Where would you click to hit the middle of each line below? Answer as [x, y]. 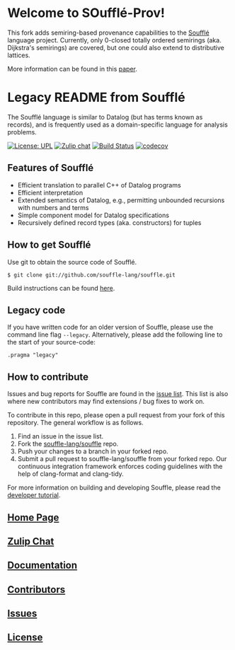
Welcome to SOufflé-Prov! [86, 13]
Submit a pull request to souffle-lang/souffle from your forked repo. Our [122, 459]
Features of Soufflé [51, 168]
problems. [22, 132]
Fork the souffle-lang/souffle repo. [68, 444]
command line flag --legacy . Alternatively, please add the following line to [115, 335]
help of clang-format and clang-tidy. [70, 474]
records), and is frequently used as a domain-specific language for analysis [117, 124]
